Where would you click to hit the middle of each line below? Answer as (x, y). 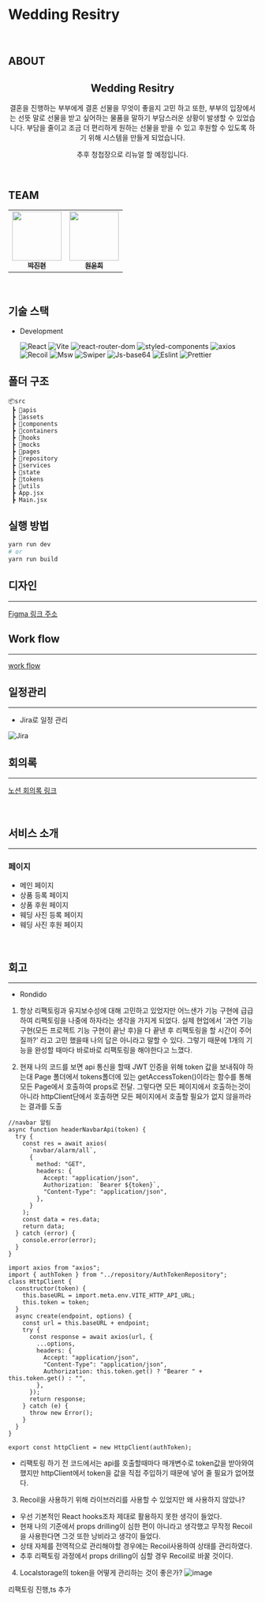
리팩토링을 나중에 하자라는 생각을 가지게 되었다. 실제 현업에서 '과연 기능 (144, 1021)
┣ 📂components (35, 424)
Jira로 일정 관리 (44, 720)
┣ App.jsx (28, 493)
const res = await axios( (65, 1144)
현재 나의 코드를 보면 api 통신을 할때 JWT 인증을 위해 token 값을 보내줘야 (132, 1067)
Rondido (33, 994)
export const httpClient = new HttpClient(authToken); (100, 1448)
